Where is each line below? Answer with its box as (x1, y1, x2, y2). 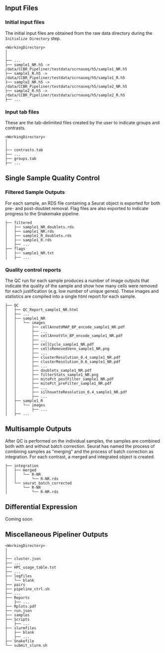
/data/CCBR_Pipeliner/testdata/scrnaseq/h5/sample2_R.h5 (5, 93, 125, 98)
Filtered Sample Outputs (5, 189, 65, 196)
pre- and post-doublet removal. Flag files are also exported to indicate (5, 205, 149, 211)
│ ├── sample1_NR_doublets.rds (5, 224, 74, 229)
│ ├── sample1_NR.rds (5, 229, 55, 234)
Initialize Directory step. (5, 35, 61, 41)
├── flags (5, 246, 26, 251)
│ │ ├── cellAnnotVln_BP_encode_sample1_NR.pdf (5, 333, 123, 338)
